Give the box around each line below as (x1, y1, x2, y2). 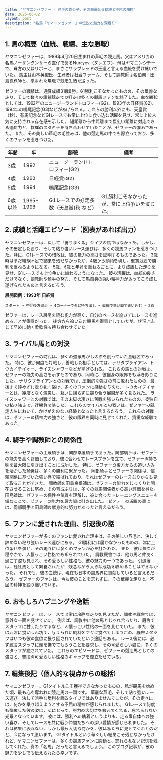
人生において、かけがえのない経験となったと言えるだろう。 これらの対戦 (9, 408, 154, 414)
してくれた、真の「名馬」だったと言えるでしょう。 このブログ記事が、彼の (5, 744, 154, 749)
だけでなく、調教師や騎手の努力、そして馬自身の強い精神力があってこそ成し (5, 276, 158, 282)
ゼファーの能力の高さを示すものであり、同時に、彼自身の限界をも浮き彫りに (5, 372, 158, 377)
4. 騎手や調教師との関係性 (5, 436, 83, 444)
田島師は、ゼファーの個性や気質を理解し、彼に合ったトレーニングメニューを (5, 492, 158, 498)
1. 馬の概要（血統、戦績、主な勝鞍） (5, 40, 114, 48)
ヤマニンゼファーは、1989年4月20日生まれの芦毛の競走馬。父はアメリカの (5, 54, 154, 60)
